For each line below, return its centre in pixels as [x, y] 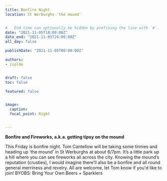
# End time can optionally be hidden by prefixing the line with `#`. [82, 28]
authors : [14, 60]
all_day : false [21, 42]
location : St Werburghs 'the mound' [43, 14]
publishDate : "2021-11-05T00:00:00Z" [44, 51]
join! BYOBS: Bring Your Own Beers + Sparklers [54, 173]
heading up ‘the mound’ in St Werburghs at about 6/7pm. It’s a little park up [82, 152]
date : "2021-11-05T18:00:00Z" [37, 32]
